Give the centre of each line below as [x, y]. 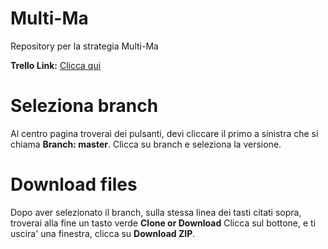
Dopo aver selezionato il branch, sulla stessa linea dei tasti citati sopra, [156, 212]
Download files [74, 184]
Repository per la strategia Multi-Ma [84, 46]
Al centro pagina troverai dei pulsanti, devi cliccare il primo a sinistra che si [164, 133]
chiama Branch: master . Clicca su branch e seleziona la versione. [146, 144]
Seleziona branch [84, 106]
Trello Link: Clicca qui [56, 65]
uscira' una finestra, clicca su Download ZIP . [103, 233]
